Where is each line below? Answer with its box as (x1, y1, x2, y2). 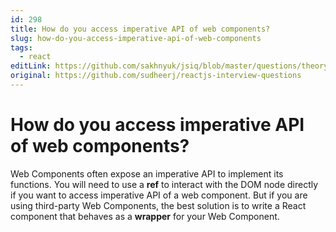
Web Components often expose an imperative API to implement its (10, 167, 284, 180)
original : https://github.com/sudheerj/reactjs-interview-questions (10, 71, 302, 81)
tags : (10, 42, 33, 53)
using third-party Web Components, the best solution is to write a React (10, 199, 307, 211)
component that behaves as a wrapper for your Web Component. (10, 210, 280, 222)
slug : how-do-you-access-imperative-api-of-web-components (10, 33, 262, 43)
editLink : (10, 61, 52, 71)
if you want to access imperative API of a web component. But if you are (10, 189, 308, 201)
